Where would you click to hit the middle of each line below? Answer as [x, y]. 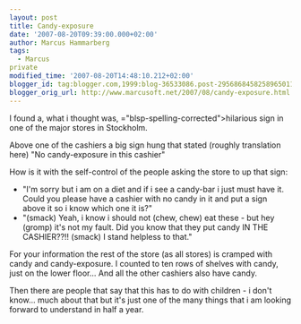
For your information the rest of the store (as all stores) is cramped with [141, 254]
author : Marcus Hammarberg [60, 43]
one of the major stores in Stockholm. [78, 127]
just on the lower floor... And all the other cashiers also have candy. [133, 273]
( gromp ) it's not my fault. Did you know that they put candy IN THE [145, 227]
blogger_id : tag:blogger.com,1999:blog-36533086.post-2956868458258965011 [152, 84]
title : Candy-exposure [52, 26]
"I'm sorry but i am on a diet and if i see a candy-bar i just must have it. [153, 189]
